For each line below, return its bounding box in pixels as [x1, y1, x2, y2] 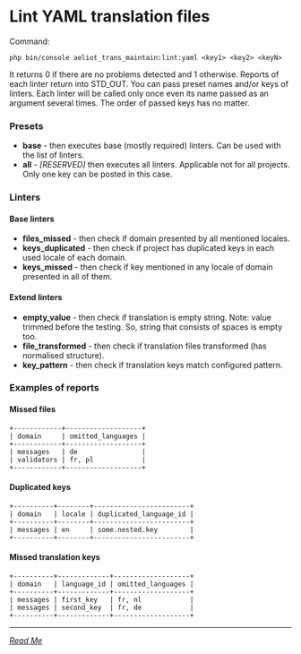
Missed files [9, 404, 56, 415]
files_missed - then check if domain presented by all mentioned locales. [21, 233, 290, 244]
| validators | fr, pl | [9, 455, 146, 464]
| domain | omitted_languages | [9, 432, 146, 441]
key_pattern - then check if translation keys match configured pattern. [21, 359, 283, 370]
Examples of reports [9, 382, 100, 394]
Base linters [9, 213, 56, 224]
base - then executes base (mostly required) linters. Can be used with [21, 141, 281, 151]
